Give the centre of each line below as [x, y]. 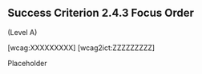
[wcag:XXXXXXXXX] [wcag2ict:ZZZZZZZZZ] [81, 48]
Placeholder [27, 63]
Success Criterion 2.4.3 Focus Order [101, 13]
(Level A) [22, 32]
